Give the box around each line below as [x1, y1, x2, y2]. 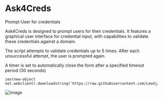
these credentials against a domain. [5, 38, 76, 44]
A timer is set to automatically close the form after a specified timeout [5, 62, 145, 68]
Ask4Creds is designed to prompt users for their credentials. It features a [5, 28, 151, 34]
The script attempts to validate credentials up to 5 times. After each [5, 48, 140, 54]
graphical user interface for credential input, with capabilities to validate [5, 33, 149, 39]
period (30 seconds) [5, 67, 46, 73]
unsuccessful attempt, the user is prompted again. [5, 53, 106, 58]
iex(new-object [5, 77, 36, 82]
